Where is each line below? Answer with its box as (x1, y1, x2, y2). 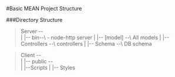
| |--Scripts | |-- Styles (20, 64, 75, 71)
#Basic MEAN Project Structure (6, 5, 82, 12)
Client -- (20, 52, 41, 58)
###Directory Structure (6, 16, 63, 23)
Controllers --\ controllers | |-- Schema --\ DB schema (20, 41, 152, 47)
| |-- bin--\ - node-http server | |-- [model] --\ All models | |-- (20, 34, 170, 41)
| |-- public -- (20, 58, 53, 65)
